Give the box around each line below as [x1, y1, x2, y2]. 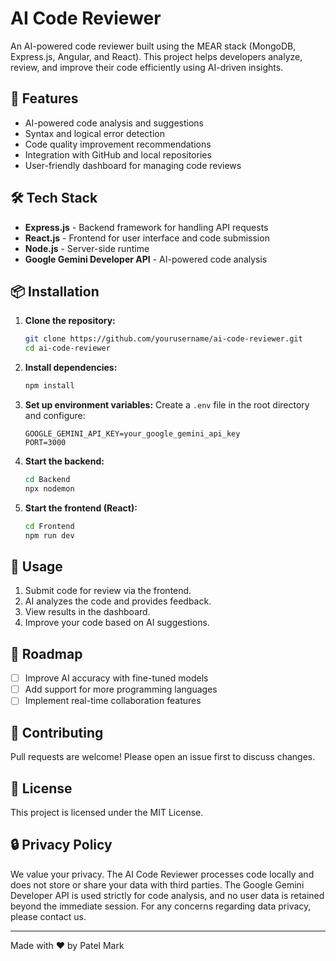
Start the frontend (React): [24, 502, 138, 514]
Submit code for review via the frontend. [24, 585, 192, 597]
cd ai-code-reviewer [24, 343, 111, 354]
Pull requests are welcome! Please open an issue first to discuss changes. [10, 751, 316, 763]
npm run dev [24, 530, 75, 541]
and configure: [24, 410, 86, 421]
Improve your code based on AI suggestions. [24, 617, 210, 629]
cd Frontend [24, 521, 75, 531]
